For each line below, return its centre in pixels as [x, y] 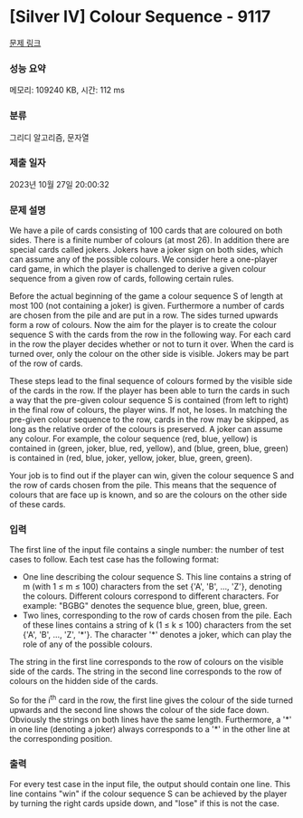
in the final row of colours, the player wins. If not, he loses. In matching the [148, 410]
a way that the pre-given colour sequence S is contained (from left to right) [149, 400]
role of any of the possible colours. [87, 644]
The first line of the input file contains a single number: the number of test [147, 550]
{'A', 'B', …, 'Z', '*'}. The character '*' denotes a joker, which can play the [157, 635]
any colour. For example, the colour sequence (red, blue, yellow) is [133, 439]
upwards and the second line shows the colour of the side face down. [139, 710]
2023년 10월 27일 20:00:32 [60, 184]
